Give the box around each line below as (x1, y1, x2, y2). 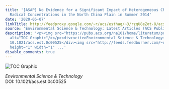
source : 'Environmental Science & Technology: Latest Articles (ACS (5, 26, 152, 31)
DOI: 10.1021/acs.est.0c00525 (5, 78, 67, 84)
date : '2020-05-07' (5, 17, 46, 22)
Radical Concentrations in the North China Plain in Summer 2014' (10, 12, 152, 17)
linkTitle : (5, 21, 28, 27)
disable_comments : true (5, 49, 55, 54)
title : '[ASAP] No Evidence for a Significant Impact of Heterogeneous (5, 7, 158, 13)
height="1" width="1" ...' (10, 45, 66, 50)
